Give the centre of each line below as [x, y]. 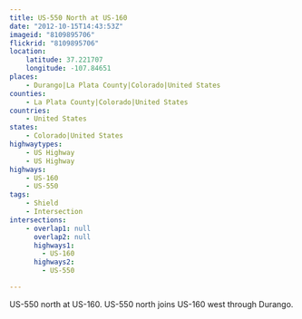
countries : [30, 111]
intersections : [38, 220]
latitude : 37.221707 [64, 60]
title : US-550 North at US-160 [68, 18]
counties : [28, 93]
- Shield [42, 203]
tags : [19, 195]
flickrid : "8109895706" [54, 43]
